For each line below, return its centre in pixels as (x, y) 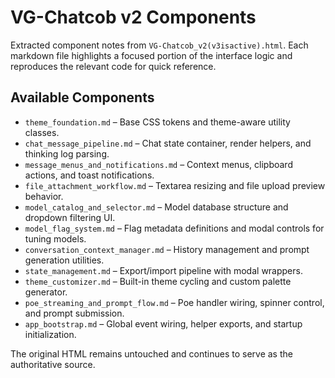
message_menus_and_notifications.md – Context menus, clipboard (158, 164)
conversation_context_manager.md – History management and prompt (167, 249)
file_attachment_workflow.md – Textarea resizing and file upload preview (175, 185)
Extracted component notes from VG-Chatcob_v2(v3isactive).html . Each (159, 45)
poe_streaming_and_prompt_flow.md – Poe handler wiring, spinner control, (174, 302)
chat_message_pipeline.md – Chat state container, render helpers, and (168, 143)
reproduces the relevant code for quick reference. (113, 66)
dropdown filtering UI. (70, 217)
